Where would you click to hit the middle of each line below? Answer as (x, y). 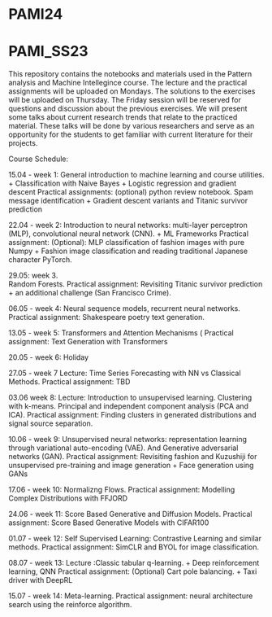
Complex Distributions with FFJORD (68, 498)
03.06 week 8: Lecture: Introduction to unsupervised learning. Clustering (130, 398)
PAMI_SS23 (48, 52)
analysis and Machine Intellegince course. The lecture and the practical (128, 83)
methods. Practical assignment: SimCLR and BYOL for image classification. (134, 547)
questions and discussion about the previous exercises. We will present (128, 109)
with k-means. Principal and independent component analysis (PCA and (129, 406)
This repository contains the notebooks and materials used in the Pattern (130, 74)
